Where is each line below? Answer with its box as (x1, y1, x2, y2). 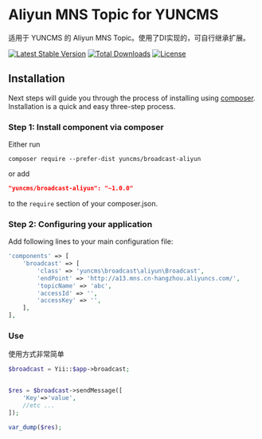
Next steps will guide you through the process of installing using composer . (8, 93, 256, 103)
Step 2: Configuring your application (8, 218, 153, 229)
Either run (8, 139, 41, 149)
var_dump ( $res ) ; (8, 423, 62, 431)
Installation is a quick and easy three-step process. (8, 101, 176, 111)
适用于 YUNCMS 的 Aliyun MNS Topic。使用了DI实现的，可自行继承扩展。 (8, 33, 251, 42)
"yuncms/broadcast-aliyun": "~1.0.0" (8, 185, 134, 193)
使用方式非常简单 (8, 349, 65, 359)
